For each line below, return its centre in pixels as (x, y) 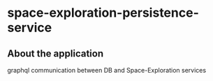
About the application (55, 53)
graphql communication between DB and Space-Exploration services (107, 70)
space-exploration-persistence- (103, 13)
